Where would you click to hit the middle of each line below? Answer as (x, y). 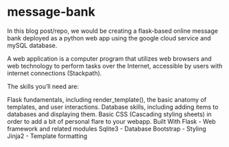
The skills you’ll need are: (43, 86)
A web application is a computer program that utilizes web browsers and (109, 58)
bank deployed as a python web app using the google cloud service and (109, 38)
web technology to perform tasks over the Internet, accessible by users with (115, 66)
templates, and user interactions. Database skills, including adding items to (113, 107)
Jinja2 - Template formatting (47, 136)
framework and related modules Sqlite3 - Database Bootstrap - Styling (107, 129)
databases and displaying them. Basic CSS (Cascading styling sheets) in (109, 114)
